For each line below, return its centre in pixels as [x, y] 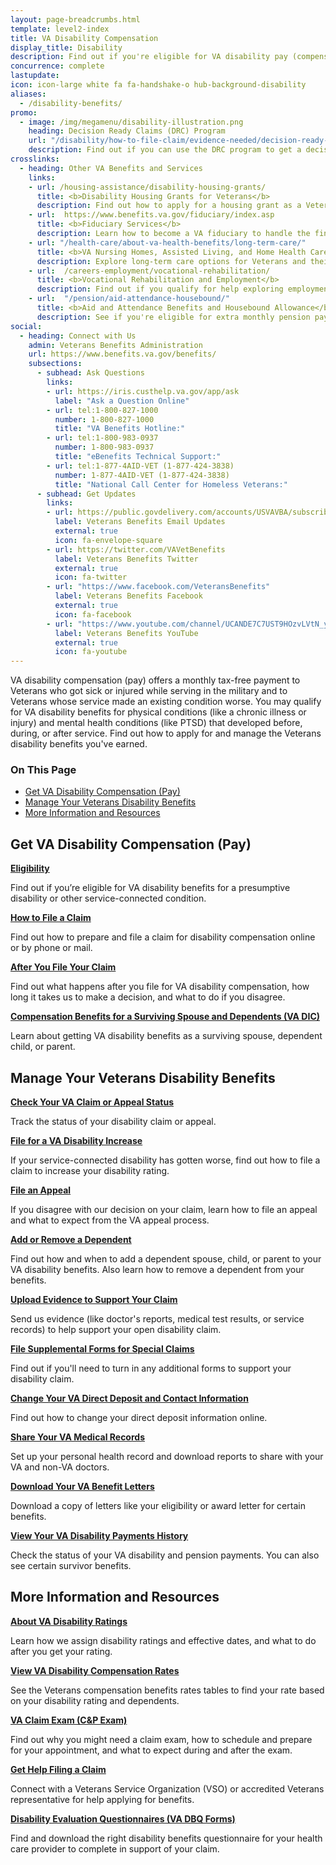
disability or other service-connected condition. [108, 898]
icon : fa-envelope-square [108, 540]
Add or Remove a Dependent [71, 1240]
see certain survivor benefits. [71, 1566]
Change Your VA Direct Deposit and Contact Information [129, 1398]
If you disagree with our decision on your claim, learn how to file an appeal [164, 1210]
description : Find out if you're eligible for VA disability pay [149, 57]
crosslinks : [35, 159]
